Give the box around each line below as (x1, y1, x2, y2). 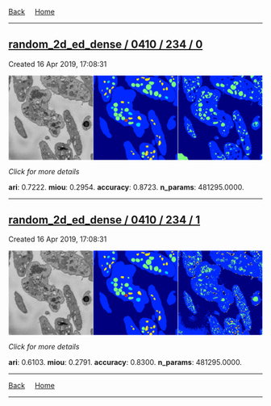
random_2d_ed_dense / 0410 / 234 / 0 (8, 38, 203, 52)
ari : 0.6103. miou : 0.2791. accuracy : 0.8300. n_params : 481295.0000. (8, 358, 242, 367)
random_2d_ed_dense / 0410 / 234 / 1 (8, 213, 200, 227)
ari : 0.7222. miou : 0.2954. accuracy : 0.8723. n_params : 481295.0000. (8, 182, 244, 192)
